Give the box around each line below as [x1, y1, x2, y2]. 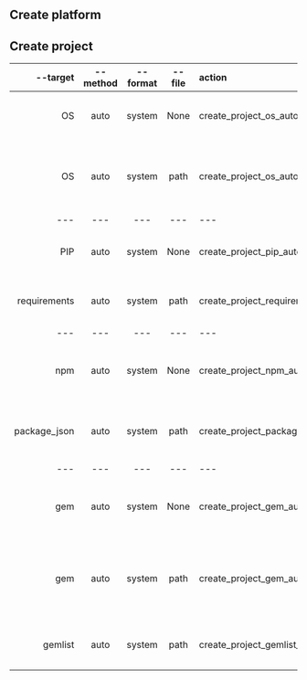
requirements [16, 294, 75, 307]
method [83, 77, 119, 90]
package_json [14, 425, 75, 438]
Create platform [9, 7, 102, 23]
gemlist [42, 639, 75, 652]
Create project [9, 38, 93, 54]
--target [35, 71, 75, 84]
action [198, 71, 228, 84]
